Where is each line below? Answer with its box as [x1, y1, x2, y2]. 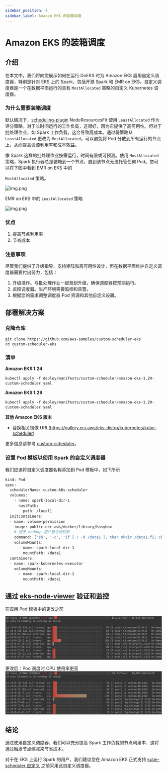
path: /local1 [23, 508, 52, 513]
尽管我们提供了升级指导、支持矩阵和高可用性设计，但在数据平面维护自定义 [5, 263, 158, 269]
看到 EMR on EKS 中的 [26, 165, 73, 171]
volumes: [9, 493, 28, 498]
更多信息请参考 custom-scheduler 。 [5, 441, 79, 447]
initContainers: [9, 514, 43, 519]
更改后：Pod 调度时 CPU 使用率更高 [5, 665, 79, 671]
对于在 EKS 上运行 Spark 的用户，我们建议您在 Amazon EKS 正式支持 [5, 757, 147, 763]
